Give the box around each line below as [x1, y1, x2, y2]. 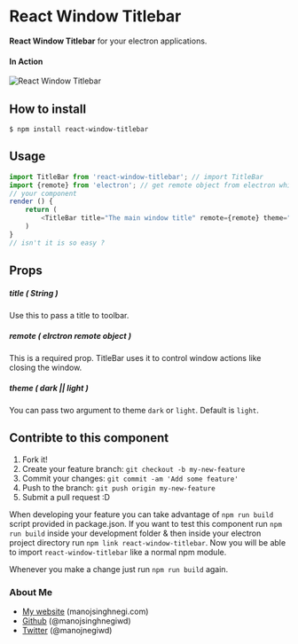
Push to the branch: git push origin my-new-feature [21, 482, 216, 493]
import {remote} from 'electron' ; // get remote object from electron [9, 180, 276, 190]
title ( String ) [9, 287, 59, 298]
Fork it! [21, 454, 49, 465]
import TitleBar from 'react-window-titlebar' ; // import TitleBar [9, 172, 264, 181]
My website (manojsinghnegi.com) [21, 606, 149, 617]
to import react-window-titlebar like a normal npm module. [9, 546, 227, 557]
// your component [9, 189, 77, 198]
